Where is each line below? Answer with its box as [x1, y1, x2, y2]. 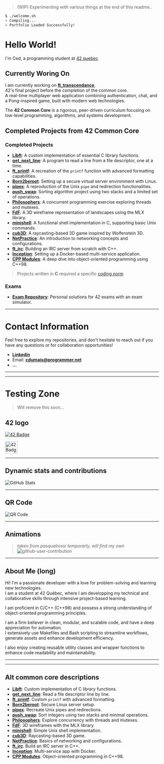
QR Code [5, 498, 33, 507]
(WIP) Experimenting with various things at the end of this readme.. [17, 4, 152, 10]
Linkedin [12, 351, 30, 358]
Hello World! [5, 39, 57, 50]
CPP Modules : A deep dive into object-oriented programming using [12, 256, 148, 262]
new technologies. [5, 585, 42, 591]
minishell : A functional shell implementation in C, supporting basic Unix [12, 220, 156, 226]
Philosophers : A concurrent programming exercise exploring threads [12, 199, 151, 205]
